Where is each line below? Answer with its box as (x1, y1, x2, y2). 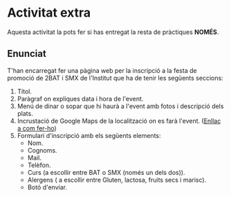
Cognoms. (27, 146, 57, 154)
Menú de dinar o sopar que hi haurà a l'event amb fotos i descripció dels (17, 102, 224, 110)
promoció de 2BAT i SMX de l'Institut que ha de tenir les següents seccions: (7, 74, 223, 82)
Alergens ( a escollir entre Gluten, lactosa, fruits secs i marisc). (27, 175, 207, 184)
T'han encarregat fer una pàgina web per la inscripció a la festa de (7, 66, 197, 74)
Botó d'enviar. (27, 182, 68, 191)
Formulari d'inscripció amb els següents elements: (17, 131, 161, 139)
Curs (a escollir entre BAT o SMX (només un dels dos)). (27, 168, 185, 176)
